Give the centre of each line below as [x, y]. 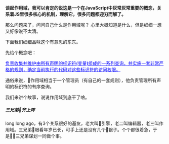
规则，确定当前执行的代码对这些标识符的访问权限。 [67, 69]
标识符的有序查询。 [34, 87]
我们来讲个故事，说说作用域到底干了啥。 [47, 97]
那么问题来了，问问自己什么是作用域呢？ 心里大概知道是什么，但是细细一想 [83, 25]
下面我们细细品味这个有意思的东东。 [43, 42]
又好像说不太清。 [23, 31]
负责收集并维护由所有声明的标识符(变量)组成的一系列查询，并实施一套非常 [82, 63]
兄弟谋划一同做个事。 [42, 136]
